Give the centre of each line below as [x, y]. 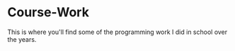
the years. [22, 39]
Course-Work [48, 12]
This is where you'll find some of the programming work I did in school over [117, 32]
